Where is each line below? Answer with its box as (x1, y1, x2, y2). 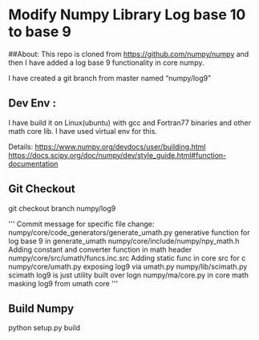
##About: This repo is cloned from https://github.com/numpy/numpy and (8, 49, 249, 59)
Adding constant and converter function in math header (8, 245, 192, 254)
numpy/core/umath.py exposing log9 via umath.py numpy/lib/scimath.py (8, 261, 248, 271)
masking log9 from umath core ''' (8, 278, 119, 288)
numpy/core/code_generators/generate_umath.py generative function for (8, 227, 250, 237)
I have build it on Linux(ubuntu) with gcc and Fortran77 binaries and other (8, 118, 252, 127)
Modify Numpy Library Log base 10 (8, 6, 246, 24)
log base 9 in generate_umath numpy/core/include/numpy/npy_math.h (8, 236, 240, 245)
